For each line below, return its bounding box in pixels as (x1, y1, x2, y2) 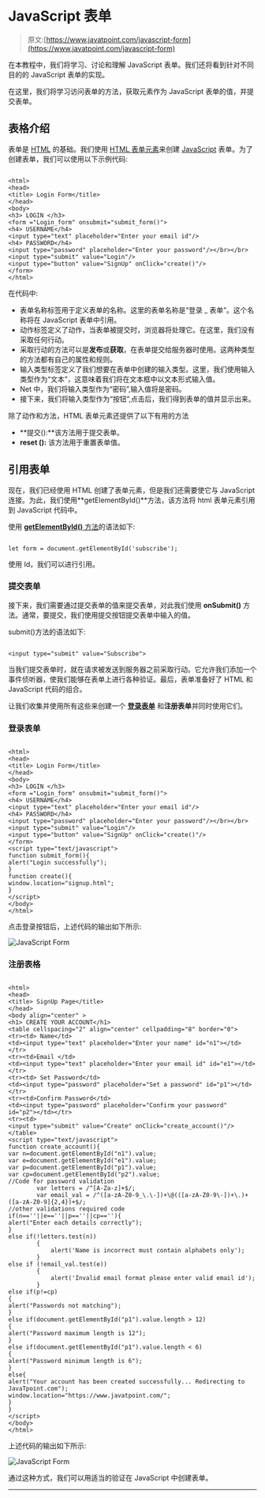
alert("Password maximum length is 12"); (8, 1330, 147, 1338)
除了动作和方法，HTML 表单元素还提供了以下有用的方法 (8, 411, 189, 420)
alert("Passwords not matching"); (8, 1302, 122, 1310)
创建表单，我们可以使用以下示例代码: (8, 154, 129, 163)
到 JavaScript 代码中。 (8, 505, 82, 514)
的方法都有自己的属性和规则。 (19, 355, 117, 364)
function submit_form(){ (8, 852, 90, 860)
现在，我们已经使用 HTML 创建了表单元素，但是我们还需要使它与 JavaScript (8, 485, 256, 494)
